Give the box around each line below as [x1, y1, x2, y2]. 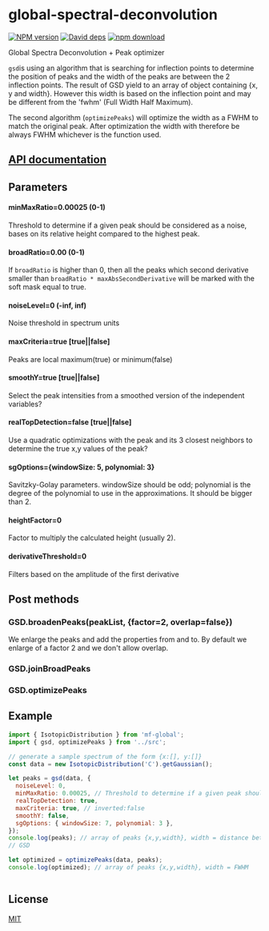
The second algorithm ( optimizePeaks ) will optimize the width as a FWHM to [8, 112, 259, 122]
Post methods [8, 592, 80, 606]
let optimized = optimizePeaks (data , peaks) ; [8, 856, 163, 864]
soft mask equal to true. [8, 282, 86, 292]
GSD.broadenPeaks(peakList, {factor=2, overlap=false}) [8, 616, 233, 627]
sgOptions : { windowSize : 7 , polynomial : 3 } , [15, 819, 174, 827]
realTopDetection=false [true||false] [8, 417, 132, 427]
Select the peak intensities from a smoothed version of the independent [8, 390, 245, 400]
